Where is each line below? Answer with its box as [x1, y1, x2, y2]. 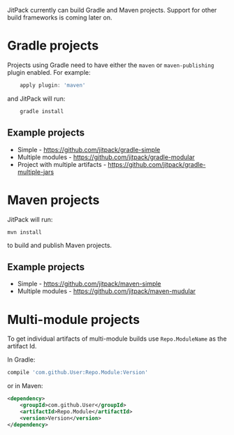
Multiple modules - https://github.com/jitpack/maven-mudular [17, 287, 196, 295]
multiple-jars [17, 168, 54, 176]
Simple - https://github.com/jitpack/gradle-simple [17, 145, 161, 154]
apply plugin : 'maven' [20, 82, 86, 89]
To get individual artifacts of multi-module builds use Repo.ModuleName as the [7, 334, 227, 343]
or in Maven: [7, 382, 43, 390]
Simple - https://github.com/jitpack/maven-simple [17, 279, 162, 288]
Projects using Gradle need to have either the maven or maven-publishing [7, 61, 214, 69]
